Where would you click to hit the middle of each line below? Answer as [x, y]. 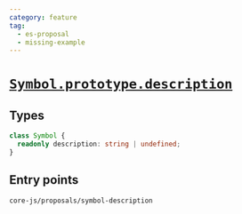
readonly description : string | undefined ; [99, 144]
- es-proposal [43, 34]
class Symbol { [37, 136]
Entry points [44, 180]
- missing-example [52, 42]
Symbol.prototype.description [121, 85]
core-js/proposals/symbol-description [81, 201]
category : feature [43, 17]
